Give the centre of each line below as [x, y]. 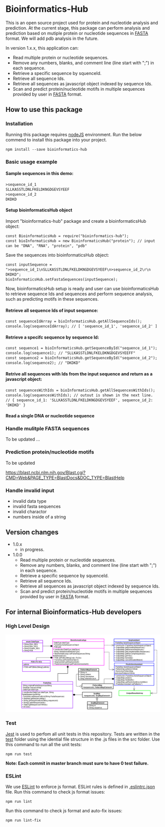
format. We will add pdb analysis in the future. [52, 38]
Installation [19, 124]
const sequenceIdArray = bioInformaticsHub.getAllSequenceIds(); [74, 321]
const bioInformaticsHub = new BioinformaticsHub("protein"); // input [80, 241]
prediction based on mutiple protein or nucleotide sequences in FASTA [77, 33]
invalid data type [29, 501]
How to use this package [44, 110]
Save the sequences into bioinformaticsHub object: [57, 255]
